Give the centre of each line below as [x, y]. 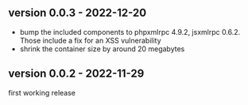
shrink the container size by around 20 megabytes [102, 49]
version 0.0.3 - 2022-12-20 [77, 13]
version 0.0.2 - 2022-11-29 [76, 74]
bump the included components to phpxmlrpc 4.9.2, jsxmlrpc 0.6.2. [130, 32]
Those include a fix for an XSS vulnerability [90, 40]
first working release [42, 92]
